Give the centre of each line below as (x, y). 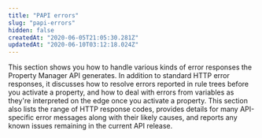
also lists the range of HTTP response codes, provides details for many (123, 109)
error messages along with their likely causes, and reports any (137, 117)
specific (21, 117)
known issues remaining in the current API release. (90, 126)
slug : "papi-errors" (42, 23)
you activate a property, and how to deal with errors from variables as (121, 92)
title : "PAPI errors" (44, 15)
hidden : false (31, 30)
